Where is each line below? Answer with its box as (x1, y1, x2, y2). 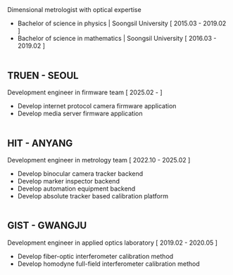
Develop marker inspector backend (17, 177, 120, 186)
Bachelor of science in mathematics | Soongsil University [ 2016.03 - (17, 34, 217, 43)
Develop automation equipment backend (17, 184, 136, 193)
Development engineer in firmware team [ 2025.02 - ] (7, 88, 163, 97)
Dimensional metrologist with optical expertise (7, 6, 142, 14)
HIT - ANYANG (7, 137, 73, 149)
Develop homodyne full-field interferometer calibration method (17, 260, 201, 268)
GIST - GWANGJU (7, 219, 87, 231)
